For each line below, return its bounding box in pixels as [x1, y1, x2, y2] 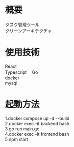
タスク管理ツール [5, 22, 40, 28]
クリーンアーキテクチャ [5, 28, 52, 33]
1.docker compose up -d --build [5, 115, 70, 121]
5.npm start [5, 136, 28, 142]
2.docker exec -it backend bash [5, 120, 70, 126]
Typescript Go [5, 69, 38, 75]
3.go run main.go [5, 126, 40, 132]
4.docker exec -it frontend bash [5, 131, 70, 137]
